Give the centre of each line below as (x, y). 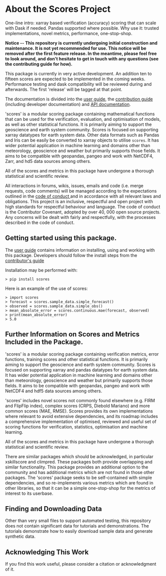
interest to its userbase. (29, 493)
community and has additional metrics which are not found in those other (80, 472)
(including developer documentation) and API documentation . (68, 104)
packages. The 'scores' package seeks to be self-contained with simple (79, 477)
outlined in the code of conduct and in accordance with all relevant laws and (83, 196)
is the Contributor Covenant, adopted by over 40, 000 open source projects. (83, 212)
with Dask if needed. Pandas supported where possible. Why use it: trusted (82, 28)
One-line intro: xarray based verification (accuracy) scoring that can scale (81, 23)
